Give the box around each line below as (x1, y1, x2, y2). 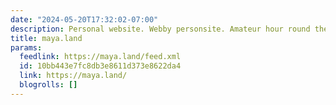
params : (10, 42, 43, 53)
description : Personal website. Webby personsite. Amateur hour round (10, 24, 311, 34)
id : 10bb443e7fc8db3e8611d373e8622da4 (19, 61, 182, 71)
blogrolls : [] (19, 80, 78, 90)
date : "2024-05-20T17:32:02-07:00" (10, 14, 159, 25)
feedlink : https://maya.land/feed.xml (19, 52, 182, 62)
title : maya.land (10, 33, 83, 43)
